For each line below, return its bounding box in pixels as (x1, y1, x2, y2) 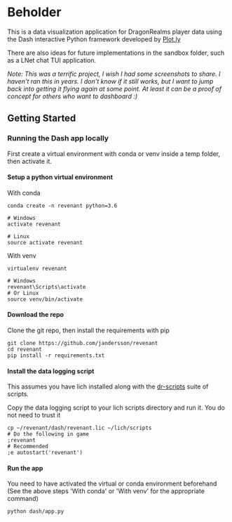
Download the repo (7, 311, 64, 319)
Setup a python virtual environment (7, 173, 114, 181)
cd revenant (7, 346, 42, 353)
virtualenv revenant (7, 265, 68, 272)
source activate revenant (7, 239, 83, 246)
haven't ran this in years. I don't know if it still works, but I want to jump (7, 77, 214, 85)
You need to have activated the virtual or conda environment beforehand (7, 479, 217, 488)
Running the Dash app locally (7, 133, 109, 143)
